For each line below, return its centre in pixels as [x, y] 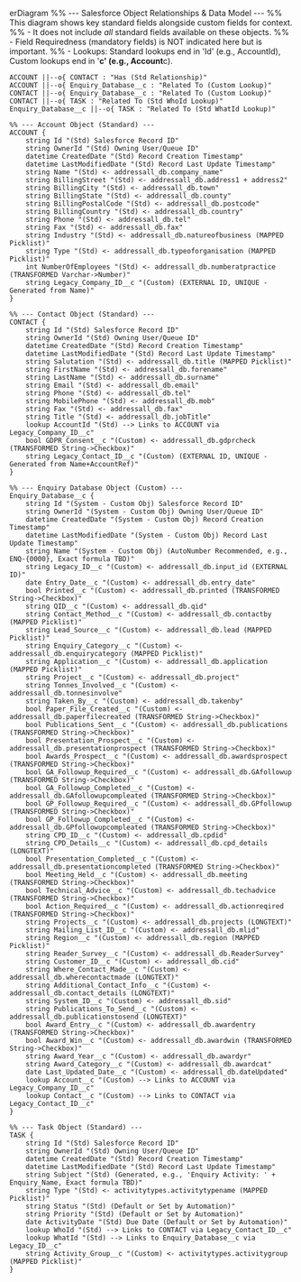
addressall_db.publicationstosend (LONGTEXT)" [98, 1017]
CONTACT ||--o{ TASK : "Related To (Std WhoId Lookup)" [116, 101]
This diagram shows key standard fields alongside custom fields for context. [151, 23]
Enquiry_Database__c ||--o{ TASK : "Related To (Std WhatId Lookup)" [143, 109]
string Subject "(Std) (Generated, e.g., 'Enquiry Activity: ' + [151, 1175]
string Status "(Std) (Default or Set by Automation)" [131, 1206]
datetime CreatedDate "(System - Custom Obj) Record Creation [145, 520]
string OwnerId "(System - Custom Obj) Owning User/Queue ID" [145, 512]
